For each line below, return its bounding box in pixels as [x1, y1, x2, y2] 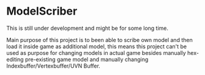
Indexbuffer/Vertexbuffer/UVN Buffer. [6, 62, 101, 70]
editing [6, 55, 24, 63]
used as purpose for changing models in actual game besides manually [6, 49, 187, 56]
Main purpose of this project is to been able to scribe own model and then [6, 36, 193, 43]
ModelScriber [6, 4, 78, 18]
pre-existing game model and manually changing [24, 55, 149, 63]
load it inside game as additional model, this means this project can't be [6, 43, 187, 50]
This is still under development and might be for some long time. [6, 24, 168, 32]
